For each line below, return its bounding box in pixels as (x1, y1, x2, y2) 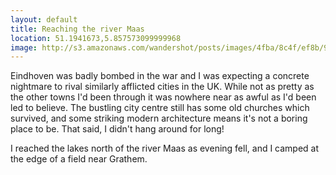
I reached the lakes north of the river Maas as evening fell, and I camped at (10, 142, 320, 155)
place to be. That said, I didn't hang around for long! (10, 123, 225, 135)
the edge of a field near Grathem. (10, 153, 148, 165)
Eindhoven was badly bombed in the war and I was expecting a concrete (10, 70, 310, 82)
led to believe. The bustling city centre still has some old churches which (10, 102, 310, 114)
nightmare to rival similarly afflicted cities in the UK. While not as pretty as (10, 81, 315, 93)
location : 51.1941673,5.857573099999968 (10, 33, 182, 43)
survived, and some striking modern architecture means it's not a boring (10, 112, 308, 125)
